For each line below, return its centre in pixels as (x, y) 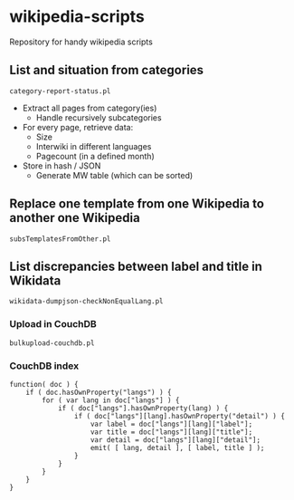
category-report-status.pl (60, 91)
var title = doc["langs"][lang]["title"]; (171, 432)
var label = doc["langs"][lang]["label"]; (171, 424)
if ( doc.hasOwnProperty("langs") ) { (99, 392)
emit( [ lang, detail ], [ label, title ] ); (177, 447)
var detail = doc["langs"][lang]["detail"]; (175, 440)
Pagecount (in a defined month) (95, 156)
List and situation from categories (107, 70)
